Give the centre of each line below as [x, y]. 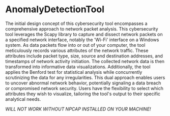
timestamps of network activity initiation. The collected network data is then [85, 61]
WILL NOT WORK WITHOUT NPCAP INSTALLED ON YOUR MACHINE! [78, 109]
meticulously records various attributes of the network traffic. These [77, 50]
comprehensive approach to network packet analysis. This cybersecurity [82, 28]
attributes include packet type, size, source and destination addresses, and [84, 56]
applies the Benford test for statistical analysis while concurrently [74, 72]
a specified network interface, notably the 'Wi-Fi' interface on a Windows [82, 40]
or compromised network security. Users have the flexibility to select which [84, 88]
